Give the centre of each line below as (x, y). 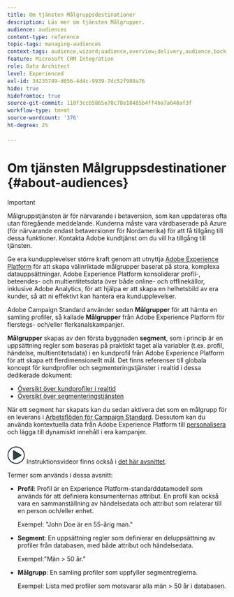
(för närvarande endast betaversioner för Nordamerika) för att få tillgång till (115, 230)
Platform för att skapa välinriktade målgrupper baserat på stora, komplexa (114, 266)
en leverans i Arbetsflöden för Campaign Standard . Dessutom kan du (107, 417)
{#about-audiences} (68, 183)
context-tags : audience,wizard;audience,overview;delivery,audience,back (117, 52)
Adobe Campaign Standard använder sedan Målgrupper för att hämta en (112, 309)
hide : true (23, 88)
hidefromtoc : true (34, 96)
